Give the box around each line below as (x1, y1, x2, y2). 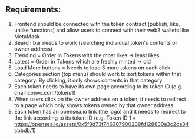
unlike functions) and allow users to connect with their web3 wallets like (14, 27, 189, 34)
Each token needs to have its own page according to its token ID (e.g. (14, 82, 183, 90)
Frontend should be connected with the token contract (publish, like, (14, 20, 180, 27)
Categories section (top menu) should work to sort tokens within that (14, 70, 181, 77)
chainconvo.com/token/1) (14, 89, 76, 96)
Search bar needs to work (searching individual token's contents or (14, 39, 178, 46)
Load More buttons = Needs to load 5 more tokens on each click (14, 64, 171, 71)
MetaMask (14, 32, 40, 40)
